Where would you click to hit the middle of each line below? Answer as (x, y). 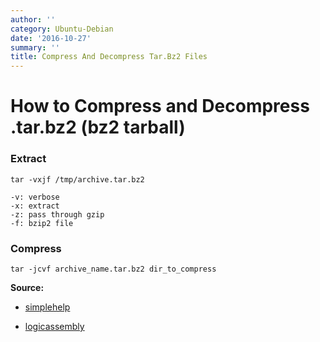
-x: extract (35, 206)
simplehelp (47, 307)
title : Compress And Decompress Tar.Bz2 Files (109, 57)
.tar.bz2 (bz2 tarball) (98, 127)
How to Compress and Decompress (160, 106)
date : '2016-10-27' (51, 38)
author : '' (33, 19)
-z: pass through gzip (57, 214)
